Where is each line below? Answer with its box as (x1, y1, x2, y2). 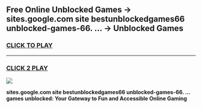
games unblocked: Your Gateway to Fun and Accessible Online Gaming (6, 95, 188, 102)
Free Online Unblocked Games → (6, 5, 132, 15)
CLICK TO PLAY (6, 41, 53, 50)
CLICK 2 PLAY (6, 64, 48, 72)
